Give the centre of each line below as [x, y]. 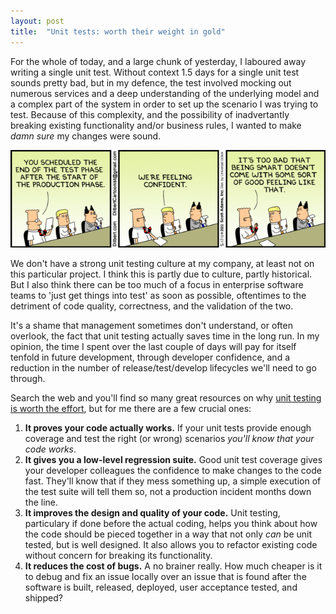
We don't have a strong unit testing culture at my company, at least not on [162, 264]
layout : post [37, 21]
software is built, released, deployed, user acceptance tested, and [161, 587]
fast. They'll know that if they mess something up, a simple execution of [173, 481]
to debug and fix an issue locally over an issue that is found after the [165, 577]
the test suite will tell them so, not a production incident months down [168, 492]
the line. [41, 502]
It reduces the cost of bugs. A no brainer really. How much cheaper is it [173, 566]
